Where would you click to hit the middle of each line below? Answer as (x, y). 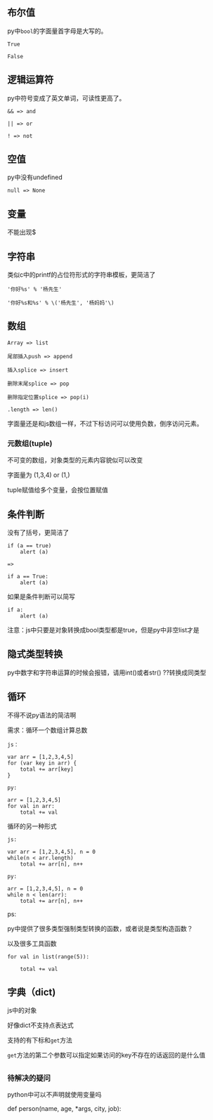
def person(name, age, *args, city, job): (64, 1109)
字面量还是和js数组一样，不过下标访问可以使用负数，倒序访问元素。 (105, 423)
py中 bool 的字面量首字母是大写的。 (57, 31)
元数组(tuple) (30, 443)
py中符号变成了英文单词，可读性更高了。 (66, 98)
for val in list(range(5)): (49, 957)
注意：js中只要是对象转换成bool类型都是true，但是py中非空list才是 (103, 630)
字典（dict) (32, 992)
